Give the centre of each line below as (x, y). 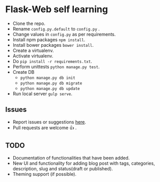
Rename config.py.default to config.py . (56, 28)
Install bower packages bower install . (53, 45)
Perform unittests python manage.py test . (56, 67)
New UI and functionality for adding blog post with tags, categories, (84, 163)
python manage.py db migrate (51, 83)
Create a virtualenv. (33, 50)
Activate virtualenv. (33, 56)
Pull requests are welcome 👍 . (45, 128)
